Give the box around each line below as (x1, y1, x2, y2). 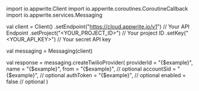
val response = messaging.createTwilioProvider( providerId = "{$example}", (6, 59, 193, 66)
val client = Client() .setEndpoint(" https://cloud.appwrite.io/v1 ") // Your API (6, 23, 190, 30)
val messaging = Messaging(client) (6, 47, 93, 54)
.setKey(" (165, 29, 189, 37)
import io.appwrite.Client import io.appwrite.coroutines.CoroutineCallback (6, 5, 188, 12)
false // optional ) (6, 78, 49, 85)
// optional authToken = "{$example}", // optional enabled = (40, 72, 186, 78)
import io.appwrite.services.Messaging (6, 11, 103, 19)
